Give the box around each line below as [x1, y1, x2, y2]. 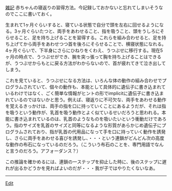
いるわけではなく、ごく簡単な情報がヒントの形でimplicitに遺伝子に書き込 [5, 90, 160, 96]
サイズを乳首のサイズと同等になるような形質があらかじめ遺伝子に [23, 122, 162, 128]
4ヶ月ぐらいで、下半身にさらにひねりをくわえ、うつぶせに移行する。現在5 [5, 48, 163, 53]
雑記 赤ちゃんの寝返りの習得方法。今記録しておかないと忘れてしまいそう [5, 5, 159, 10]
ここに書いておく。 [14, 11, 55, 17]
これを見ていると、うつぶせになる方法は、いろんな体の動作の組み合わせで [5, 77, 162, 83]
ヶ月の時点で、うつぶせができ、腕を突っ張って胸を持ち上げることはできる [5, 54, 162, 60]
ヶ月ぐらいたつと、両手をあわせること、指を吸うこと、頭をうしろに [17, 28, 160, 34]
